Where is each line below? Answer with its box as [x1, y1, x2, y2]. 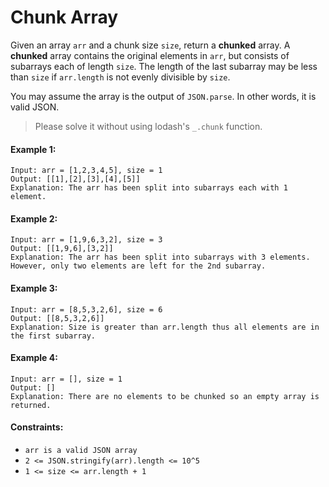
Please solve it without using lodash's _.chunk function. [34, 120, 263, 132]
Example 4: [10, 352, 58, 364]
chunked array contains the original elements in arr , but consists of [10, 49, 290, 61]
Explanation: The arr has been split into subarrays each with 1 [10, 183, 288, 193]
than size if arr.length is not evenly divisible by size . [10, 71, 231, 83]
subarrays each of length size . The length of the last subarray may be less [10, 60, 318, 72]
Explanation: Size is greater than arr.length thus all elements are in [10, 322, 320, 332]
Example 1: [10, 143, 57, 155]
